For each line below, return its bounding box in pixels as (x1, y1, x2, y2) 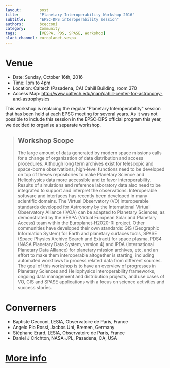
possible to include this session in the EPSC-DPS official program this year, (5, 116, 162, 122)
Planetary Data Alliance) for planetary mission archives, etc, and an (17, 247, 158, 253)
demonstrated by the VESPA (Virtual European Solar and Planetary (17, 214, 157, 220)
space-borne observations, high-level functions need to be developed (17, 166, 165, 172)
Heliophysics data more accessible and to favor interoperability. (17, 177, 151, 183)
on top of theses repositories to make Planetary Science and (17, 171, 145, 177)
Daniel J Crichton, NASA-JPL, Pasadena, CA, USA (12, 335, 117, 341)
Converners (5, 302, 57, 313)
